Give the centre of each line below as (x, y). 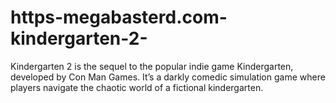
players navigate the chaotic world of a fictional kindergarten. (137, 87)
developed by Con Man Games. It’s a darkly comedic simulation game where (168, 77)
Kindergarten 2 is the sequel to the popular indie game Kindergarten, (152, 66)
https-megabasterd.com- (119, 17)
